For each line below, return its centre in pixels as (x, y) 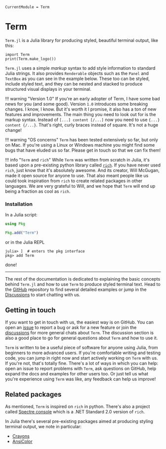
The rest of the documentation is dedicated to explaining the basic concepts (83, 279)
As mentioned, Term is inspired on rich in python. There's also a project (78, 406)
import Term (17, 54)
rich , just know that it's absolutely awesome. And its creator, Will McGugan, (82, 170)
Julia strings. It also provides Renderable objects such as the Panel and (77, 73)
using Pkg (15, 224)
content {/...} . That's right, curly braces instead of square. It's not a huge (82, 125)
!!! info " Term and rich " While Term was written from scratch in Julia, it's (77, 160)
